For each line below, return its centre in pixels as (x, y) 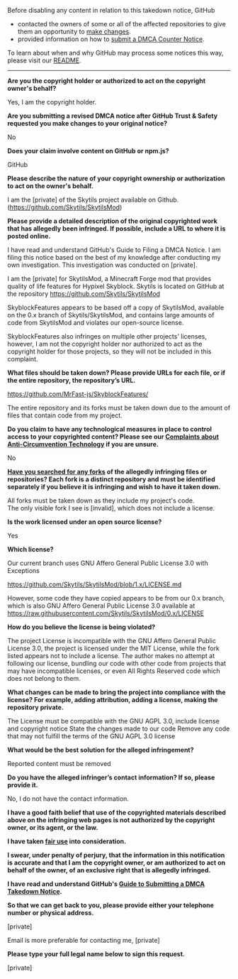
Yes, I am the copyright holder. (52, 102)
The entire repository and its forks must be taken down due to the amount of (119, 408)
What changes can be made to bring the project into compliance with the (117, 692)
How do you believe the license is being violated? (81, 627)
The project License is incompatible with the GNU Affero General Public (112, 641)
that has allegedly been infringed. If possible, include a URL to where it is (117, 229)
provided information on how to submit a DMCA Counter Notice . (111, 39)
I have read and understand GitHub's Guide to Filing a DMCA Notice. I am (114, 250)
